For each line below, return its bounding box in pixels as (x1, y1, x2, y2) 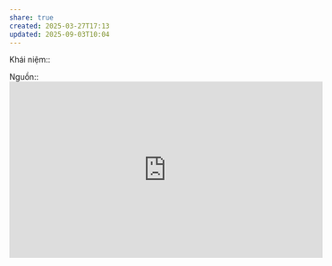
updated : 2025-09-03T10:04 (9, 30, 110, 39)
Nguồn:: (9, 72, 39, 82)
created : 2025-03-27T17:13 (9, 21, 110, 30)
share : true (9, 13, 54, 22)
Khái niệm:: (9, 55, 51, 65)
